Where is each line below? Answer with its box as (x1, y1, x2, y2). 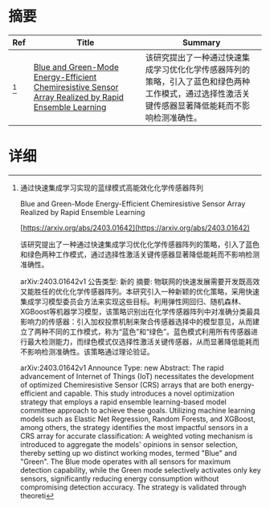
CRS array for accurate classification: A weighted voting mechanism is (19, 431, 253, 441)
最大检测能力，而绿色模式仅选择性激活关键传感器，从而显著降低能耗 (27, 336, 253, 346)
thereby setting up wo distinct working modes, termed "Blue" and (19, 448, 237, 457)
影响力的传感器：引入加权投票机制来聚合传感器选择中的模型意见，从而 (19, 316, 253, 326)
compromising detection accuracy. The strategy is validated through (19, 482, 247, 492)
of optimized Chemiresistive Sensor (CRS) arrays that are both (19, 380, 227, 389)
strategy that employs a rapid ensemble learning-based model (19, 396, 227, 406)
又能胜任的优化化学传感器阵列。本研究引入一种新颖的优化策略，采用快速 (19, 287, 260, 296)
